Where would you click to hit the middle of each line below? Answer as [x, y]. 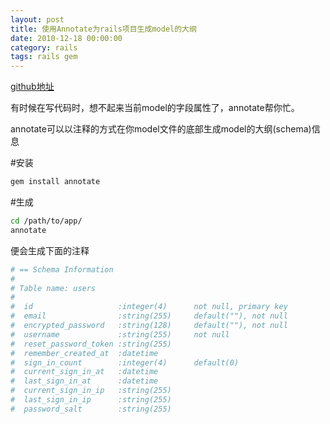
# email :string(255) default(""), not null [149, 316]
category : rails [44, 47]
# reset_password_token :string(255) [91, 344]
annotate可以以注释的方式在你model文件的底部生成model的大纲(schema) [161, 129]
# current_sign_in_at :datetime [84, 372]
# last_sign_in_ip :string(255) [91, 400]
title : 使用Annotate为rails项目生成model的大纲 [103, 29]
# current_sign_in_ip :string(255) [91, 391]
